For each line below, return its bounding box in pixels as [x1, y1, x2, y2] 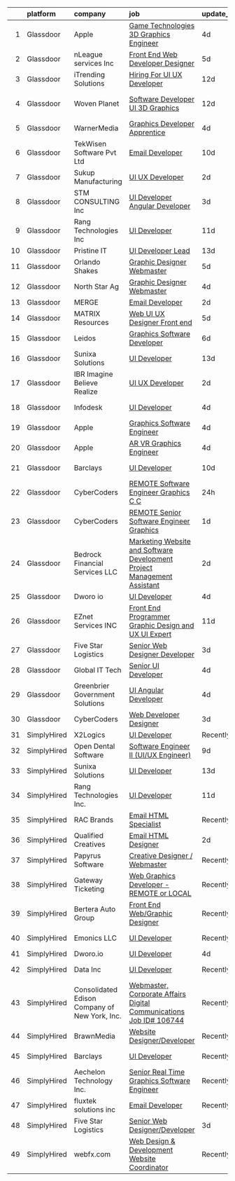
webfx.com [73, 1149, 111, 1159]
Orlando [73, 257, 101, 267]
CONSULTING [73, 197, 120, 206]
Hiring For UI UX [129, 70, 183, 79]
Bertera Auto [73, 904, 116, 913]
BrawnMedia [73, 1031, 115, 1041]
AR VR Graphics [129, 438, 182, 448]
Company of [73, 1002, 115, 1011]
